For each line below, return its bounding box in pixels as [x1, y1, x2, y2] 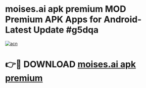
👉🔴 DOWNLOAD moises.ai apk [5, 59, 136, 70]
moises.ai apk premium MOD [5, 3, 126, 15]
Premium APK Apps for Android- [5, 14, 142, 25]
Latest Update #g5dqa [5, 25, 99, 35]
